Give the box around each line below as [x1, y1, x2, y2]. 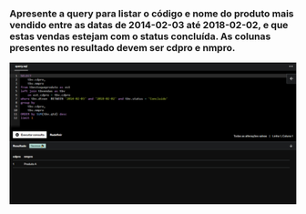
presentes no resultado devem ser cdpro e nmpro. [9, 41, 236, 54]
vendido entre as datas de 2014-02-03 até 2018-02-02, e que [9, 18, 289, 31]
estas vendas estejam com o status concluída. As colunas [9, 30, 271, 43]
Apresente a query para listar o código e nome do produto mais [9, 7, 294, 20]
